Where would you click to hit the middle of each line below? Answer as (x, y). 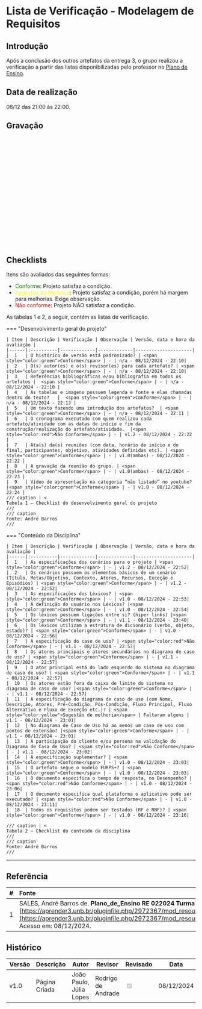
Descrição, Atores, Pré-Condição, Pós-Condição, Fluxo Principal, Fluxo (99, 705)
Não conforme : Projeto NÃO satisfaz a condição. (75, 305)
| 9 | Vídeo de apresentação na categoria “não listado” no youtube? (99, 482)
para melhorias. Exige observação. (58, 299)
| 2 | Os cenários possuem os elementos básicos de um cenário (91, 573)
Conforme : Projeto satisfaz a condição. (63, 286)
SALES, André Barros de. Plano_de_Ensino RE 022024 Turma (107, 904)
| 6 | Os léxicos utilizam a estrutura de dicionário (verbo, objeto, (101, 626)
